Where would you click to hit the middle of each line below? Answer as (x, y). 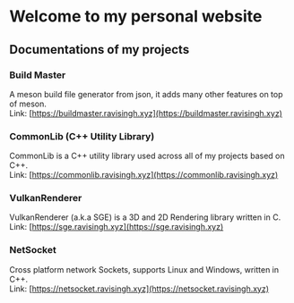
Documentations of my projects (99, 50)
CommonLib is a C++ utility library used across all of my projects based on (147, 156)
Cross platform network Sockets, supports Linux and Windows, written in (144, 269)
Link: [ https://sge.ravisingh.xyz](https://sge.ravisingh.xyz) (117, 227)
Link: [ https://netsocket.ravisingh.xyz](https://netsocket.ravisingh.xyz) (139, 289)
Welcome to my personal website (136, 17)
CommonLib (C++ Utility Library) (82, 136)
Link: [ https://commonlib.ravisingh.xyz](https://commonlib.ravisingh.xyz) (144, 175)
